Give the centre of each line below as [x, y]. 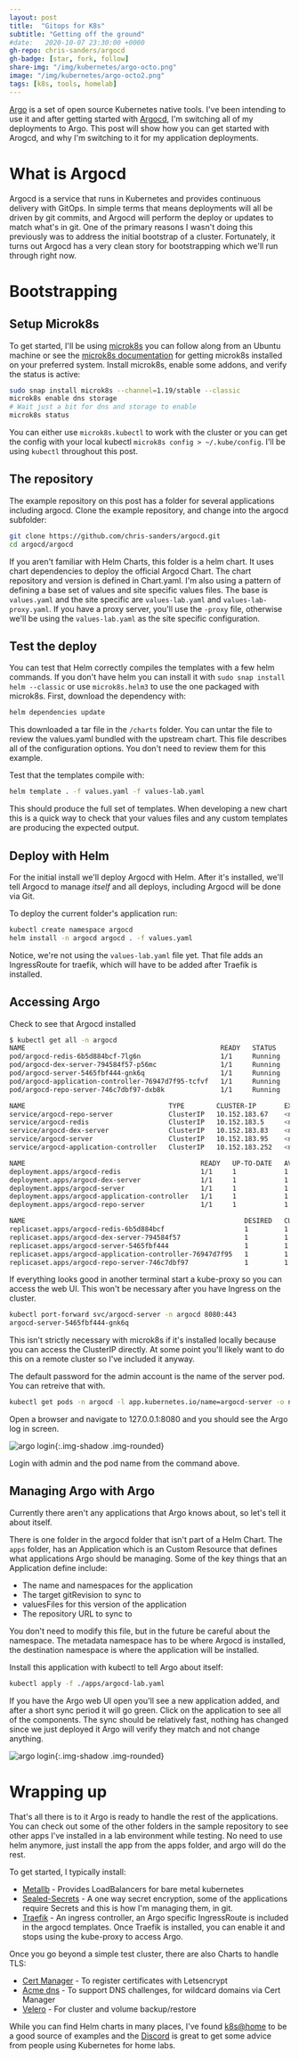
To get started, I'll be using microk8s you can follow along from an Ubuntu [145, 345]
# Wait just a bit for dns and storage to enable [103, 407]
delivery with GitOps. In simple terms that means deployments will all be [141, 208]
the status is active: [45, 374]
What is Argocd [68, 174]
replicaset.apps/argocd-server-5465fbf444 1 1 [149, 1245]
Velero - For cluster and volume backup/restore [109, 2009]
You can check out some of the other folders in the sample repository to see [149, 1826]
